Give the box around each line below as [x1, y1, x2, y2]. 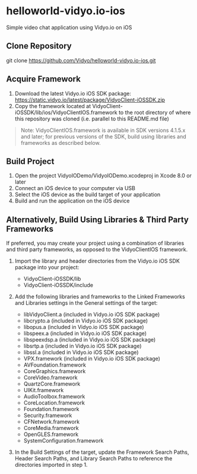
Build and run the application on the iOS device [14, 197, 130, 204]
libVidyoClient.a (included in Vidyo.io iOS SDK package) [23, 311, 160, 318]
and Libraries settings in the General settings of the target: [14, 299, 158, 306]
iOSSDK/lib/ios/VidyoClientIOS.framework [14, 109, 117, 116]
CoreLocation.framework [23, 399, 85, 406]
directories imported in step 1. [14, 462, 88, 469]
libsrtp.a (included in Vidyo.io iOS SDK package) [23, 343, 142, 350]
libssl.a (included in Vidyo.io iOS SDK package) [23, 349, 139, 356]
